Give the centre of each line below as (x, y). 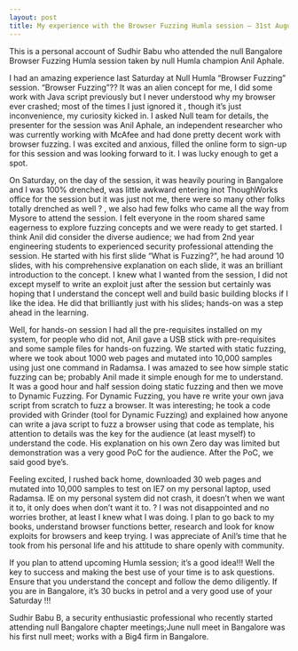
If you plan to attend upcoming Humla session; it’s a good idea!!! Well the (142, 562)
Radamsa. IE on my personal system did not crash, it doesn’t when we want (147, 498)
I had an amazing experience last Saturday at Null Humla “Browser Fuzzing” (148, 77)
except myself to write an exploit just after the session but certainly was (141, 284)
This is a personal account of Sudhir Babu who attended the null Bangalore (146, 51)
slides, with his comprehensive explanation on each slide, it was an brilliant (146, 265)
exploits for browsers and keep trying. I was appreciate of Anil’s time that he (148, 535)
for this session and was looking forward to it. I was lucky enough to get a (144, 153)
